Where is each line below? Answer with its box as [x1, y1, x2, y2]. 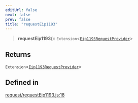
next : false [5, 12, 30, 17]
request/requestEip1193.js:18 [5, 92, 65, 98]
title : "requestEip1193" [5, 21, 58, 27]
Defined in [5, 78, 39, 87]
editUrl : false [5, 7, 38, 13]
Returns [5, 50, 31, 59]
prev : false [5, 17, 30, 22]
